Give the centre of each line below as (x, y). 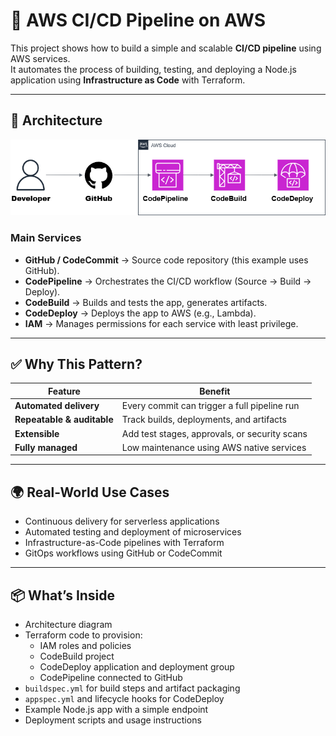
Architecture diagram (68, 625)
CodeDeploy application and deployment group (137, 667)
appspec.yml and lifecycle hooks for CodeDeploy (124, 699)
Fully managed (46, 447)
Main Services (46, 238)
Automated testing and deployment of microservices (133, 532)
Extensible (37, 433)
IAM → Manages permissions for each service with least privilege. (161, 323)
